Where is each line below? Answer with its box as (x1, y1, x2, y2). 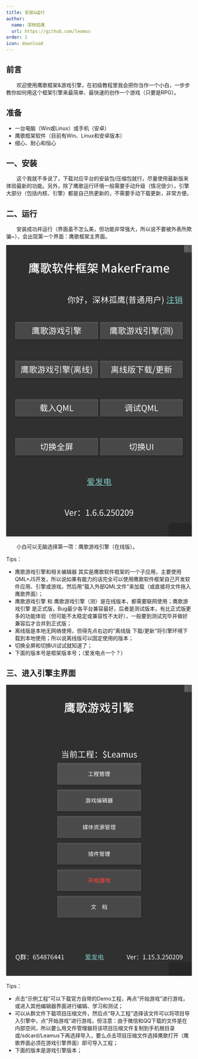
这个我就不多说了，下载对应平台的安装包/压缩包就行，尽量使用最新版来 (16, 175, 189, 182)
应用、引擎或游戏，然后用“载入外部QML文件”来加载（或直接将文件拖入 (19, 583, 192, 590)
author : (6, 15, 25, 22)
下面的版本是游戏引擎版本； (14, 1047, 82, 1054)
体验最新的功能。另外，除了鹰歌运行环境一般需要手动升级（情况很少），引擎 (6, 182, 190, 189)
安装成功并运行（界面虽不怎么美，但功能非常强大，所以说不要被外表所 (16, 225, 187, 233)
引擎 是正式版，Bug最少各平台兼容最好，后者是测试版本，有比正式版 (19, 605, 186, 612)
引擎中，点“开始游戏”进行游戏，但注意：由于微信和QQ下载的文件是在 (19, 1017, 187, 1024)
